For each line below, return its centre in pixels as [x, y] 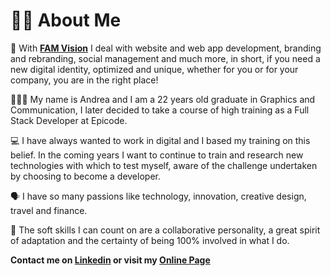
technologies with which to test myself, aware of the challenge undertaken [164, 165]
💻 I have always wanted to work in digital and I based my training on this [160, 140]
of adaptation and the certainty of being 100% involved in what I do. [150, 240]
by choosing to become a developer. [85, 176]
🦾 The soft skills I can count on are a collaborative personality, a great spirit [165, 230]
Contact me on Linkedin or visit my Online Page [110, 260]
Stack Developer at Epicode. [69, 120]
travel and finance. [49, 210]
